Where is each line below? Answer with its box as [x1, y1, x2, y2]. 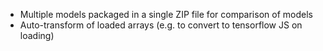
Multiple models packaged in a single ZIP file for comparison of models [19, 9, 313, 20]
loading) [19, 30, 55, 41]
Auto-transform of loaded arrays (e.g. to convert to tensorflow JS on [19, 19, 303, 31]
